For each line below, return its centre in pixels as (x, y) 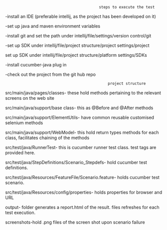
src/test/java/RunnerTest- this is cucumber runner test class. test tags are (81, 147)
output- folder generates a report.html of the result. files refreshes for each (82, 207)
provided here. (20, 153)
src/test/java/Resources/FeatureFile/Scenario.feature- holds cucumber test (82, 177)
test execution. (20, 213)
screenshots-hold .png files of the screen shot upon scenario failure (75, 222)
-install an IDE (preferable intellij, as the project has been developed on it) (81, 16)
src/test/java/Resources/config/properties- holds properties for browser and (84, 192)
